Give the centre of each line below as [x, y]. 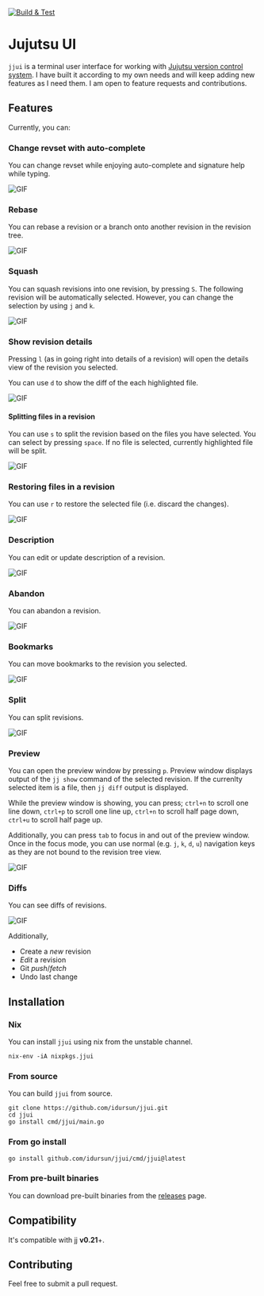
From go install [37, 1142]
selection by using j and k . [52, 305]
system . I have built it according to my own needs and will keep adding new [132, 75]
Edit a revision [43, 960]
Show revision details [50, 342]
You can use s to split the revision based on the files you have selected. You [132, 434]
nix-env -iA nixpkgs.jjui [51, 1056]
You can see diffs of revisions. [57, 905]
